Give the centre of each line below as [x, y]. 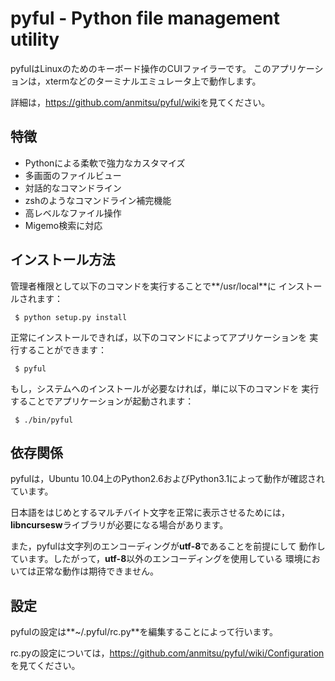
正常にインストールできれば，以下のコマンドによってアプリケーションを [159, 337]
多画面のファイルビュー [73, 175]
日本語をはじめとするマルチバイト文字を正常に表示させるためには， [150, 513]
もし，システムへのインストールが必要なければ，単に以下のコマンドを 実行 [165, 388]
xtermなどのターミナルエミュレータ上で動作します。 [153, 81]
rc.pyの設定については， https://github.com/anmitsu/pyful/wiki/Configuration [167, 653]
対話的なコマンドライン [73, 188]
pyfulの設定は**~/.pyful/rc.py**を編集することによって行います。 [144, 632]
